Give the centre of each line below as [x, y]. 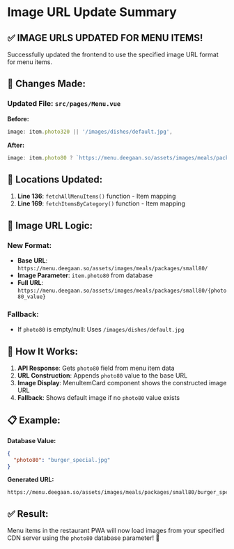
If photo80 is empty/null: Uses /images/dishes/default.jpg [101, 330]
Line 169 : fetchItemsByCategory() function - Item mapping [101, 203]
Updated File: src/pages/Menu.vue [64, 104]
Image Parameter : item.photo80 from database [85, 275]
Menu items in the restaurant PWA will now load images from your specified [116, 531]
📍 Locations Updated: [55, 179]
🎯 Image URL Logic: [50, 225]
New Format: [30, 245]
